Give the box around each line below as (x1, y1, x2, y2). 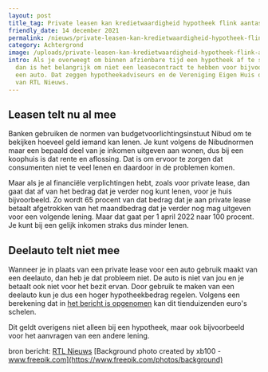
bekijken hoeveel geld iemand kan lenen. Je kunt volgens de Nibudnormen (8, 137, 254, 147)
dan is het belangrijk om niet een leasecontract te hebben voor (15, 64, 238, 72)
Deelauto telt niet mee (8, 244, 120, 257)
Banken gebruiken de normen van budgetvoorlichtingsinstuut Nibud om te (8, 129, 252, 139)
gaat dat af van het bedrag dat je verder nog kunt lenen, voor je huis (8, 186, 233, 196)
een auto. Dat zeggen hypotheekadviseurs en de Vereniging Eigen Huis (15, 71, 255, 79)
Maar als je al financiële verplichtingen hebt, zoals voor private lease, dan (8, 178, 250, 188)
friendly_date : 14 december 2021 (8, 26, 120, 34)
